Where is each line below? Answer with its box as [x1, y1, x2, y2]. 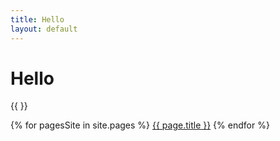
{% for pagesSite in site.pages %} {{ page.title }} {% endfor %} [10, 119, 270, 131]
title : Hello [10, 14, 65, 25]
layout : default [10, 24, 78, 34]
